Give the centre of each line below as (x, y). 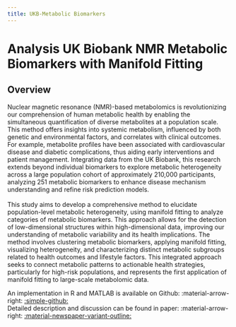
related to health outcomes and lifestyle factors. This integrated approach (114, 257)
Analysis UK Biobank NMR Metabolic (118, 48)
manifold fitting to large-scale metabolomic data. (78, 279)
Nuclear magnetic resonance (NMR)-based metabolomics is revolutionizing (117, 107)
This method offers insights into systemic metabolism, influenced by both (114, 129)
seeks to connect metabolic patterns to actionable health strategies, (106, 264)
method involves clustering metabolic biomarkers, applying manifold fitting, (117, 242)
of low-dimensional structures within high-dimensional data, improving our (116, 227)
